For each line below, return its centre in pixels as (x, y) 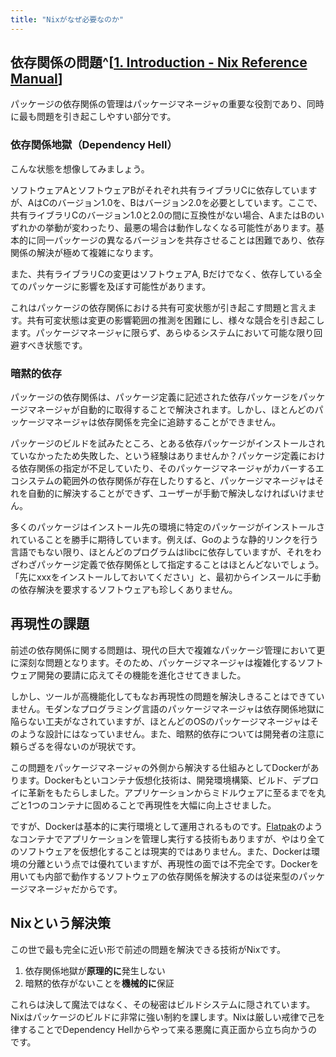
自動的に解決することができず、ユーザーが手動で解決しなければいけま (172, 493)
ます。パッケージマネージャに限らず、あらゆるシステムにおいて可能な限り (162, 332)
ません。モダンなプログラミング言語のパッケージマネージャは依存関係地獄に (167, 708)
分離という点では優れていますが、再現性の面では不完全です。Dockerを (173, 863)
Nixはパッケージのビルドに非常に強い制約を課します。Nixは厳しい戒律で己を (168, 1017)
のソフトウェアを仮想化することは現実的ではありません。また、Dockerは (161, 851)
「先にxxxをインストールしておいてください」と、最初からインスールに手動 (166, 577)
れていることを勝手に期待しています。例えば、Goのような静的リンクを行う (164, 540)
